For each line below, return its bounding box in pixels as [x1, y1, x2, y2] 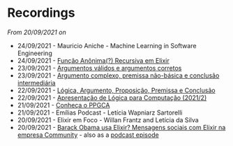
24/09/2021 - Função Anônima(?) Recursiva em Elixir [17, 56, 170, 64]
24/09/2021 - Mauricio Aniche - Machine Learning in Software [17, 41, 197, 50]
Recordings [7, 5, 75, 21]
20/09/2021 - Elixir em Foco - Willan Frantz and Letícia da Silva [17, 115, 199, 124]
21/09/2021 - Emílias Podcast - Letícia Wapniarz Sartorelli [17, 108, 183, 117]
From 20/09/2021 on [7, 28, 66, 36]
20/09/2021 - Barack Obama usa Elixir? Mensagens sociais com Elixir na [17, 123, 226, 131]
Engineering [17, 49, 52, 57]
